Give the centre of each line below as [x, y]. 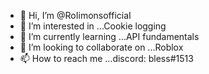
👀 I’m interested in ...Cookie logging [93, 26]
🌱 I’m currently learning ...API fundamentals [109, 36]
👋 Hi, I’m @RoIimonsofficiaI [75, 15]
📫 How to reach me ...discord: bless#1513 [106, 58]
